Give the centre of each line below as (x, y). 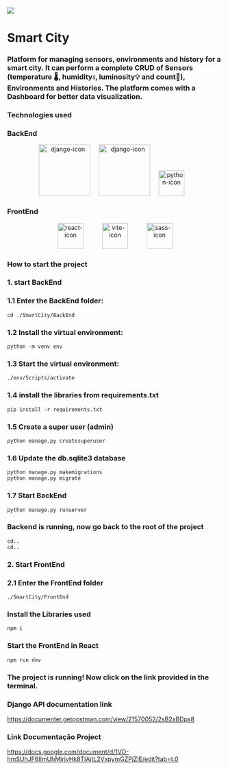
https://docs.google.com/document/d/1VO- (68, 752)
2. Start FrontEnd (36, 564)
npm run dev (24, 660)
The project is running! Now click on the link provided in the (108, 677)
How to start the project (47, 264)
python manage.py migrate (44, 478)
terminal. (23, 686)
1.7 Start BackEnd (37, 495)
